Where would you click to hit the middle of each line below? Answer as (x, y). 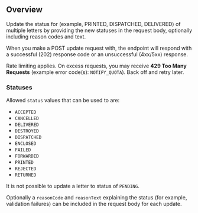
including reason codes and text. (46, 36)
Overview (25, 10)
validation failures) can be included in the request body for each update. (94, 204)
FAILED (23, 150)
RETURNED (25, 175)
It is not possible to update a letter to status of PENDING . (73, 186)
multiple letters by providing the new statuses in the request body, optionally (99, 30)
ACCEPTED (25, 112)
